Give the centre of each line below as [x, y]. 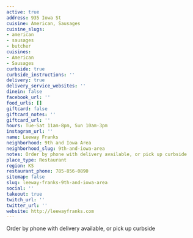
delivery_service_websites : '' [46, 86]
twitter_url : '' [27, 206]
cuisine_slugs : [26, 29]
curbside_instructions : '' [41, 75]
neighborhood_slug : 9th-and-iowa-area [56, 148]
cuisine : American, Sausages [43, 23]
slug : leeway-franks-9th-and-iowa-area [57, 183]
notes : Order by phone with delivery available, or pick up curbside [97, 154]
